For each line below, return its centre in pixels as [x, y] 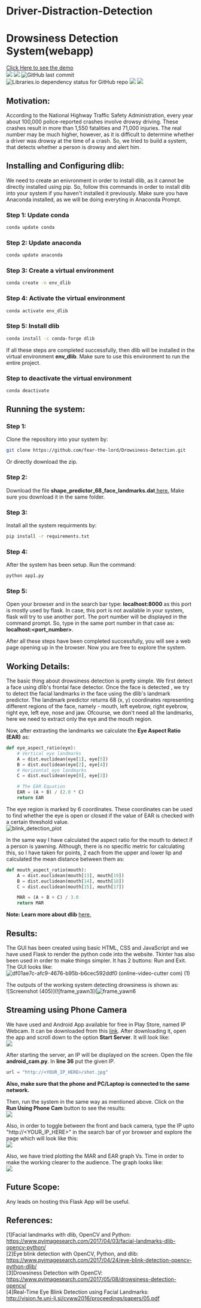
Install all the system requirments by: [51, 525]
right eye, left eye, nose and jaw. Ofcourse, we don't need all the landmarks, [100, 713]
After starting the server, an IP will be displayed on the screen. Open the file [99, 1055]
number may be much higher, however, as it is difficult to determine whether [100, 134]
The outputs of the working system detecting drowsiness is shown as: [92, 985]
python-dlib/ [22, 1267]
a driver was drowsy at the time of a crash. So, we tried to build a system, [97, 141]
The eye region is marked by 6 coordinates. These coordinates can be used [99, 809]
